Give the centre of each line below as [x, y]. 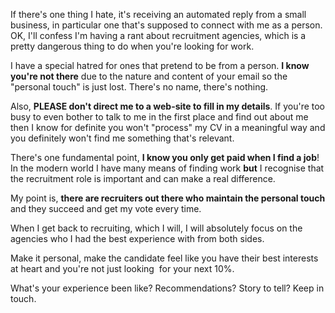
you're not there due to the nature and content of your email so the [149, 76]
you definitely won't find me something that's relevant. [122, 138]
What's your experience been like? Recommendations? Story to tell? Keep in [167, 288]
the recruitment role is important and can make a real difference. [143, 178]
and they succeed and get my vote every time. [106, 208]
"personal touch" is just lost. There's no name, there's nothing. [139, 87]
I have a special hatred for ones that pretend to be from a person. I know [160, 65]
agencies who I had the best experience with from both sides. [137, 238]
